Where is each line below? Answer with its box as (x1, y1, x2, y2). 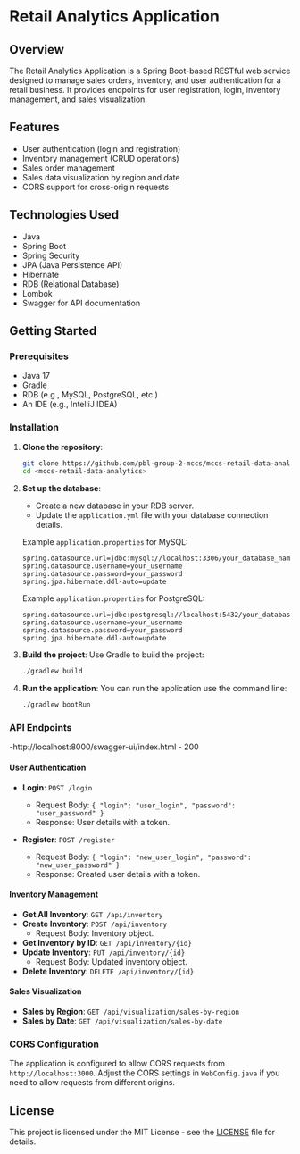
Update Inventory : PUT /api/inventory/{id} (21, 947, 186, 957)
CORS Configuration (9, 1038, 100, 1050)
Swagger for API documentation (21, 297, 141, 308)
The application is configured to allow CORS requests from (9, 1058, 226, 1069)
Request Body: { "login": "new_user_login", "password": (35, 851, 252, 862)
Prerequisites (9, 350, 69, 363)
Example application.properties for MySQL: (21, 537, 189, 548)
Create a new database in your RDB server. (35, 500, 195, 511)
